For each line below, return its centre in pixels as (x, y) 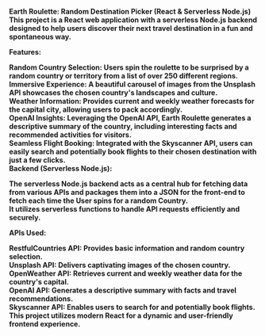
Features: (25, 52)
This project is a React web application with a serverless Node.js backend (133, 20)
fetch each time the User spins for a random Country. (99, 200)
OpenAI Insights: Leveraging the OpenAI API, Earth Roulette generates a (130, 118)
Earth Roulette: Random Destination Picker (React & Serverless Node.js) (130, 11)
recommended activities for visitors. (70, 135)
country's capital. (39, 282)
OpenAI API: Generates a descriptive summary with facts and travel (123, 290)
